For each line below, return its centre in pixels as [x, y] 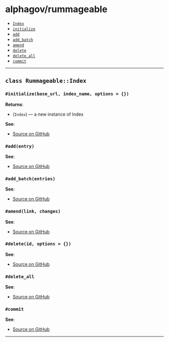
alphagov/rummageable [56, 9]
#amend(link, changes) [33, 211]
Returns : [14, 104]
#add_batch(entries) [30, 179]
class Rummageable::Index [46, 81]
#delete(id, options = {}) [38, 244]
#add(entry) [20, 146]
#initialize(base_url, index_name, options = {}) [67, 94]
